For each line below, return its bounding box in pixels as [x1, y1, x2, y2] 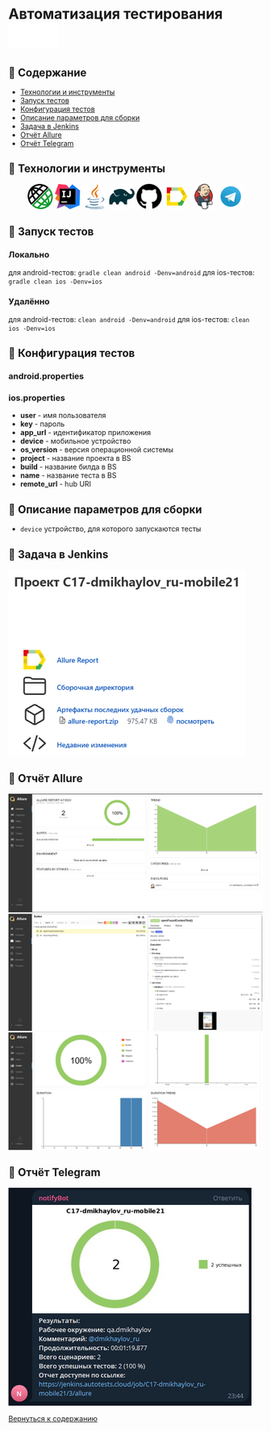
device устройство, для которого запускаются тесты [19, 524, 202, 533]
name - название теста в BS [19, 471, 117, 480]
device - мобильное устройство [19, 437, 131, 446]
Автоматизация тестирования [8, 5, 223, 23]
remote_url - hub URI [19, 479, 91, 489]
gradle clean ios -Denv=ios [8, 278, 103, 286]
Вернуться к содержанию [8, 1413, 98, 1423]
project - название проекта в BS [19, 454, 131, 463]
